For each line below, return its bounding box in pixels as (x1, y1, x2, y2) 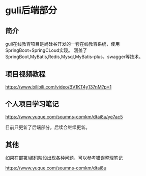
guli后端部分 (5, 5, 57, 16)
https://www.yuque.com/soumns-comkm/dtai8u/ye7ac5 (5, 113, 123, 120)
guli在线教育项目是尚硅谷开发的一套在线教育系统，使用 (5, 41, 120, 47)
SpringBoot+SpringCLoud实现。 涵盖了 (5, 47, 87, 53)
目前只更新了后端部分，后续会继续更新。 (5, 124, 90, 130)
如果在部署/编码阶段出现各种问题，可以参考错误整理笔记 (5, 155, 123, 161)
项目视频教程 (5, 70, 46, 79)
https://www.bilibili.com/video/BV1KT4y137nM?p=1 (5, 83, 112, 90)
